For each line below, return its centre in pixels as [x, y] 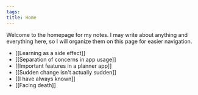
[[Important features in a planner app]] [63, 66]
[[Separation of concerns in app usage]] [65, 59]
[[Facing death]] [35, 85]
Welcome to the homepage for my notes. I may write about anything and [97, 34]
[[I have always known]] [45, 79]
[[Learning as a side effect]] [50, 53]
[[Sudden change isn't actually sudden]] [66, 72]
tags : [13, 12]
